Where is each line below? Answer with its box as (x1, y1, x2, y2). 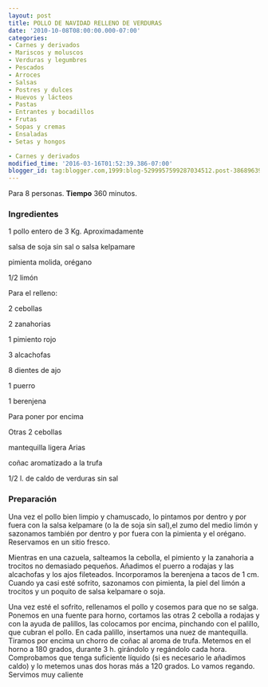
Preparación (8, 493, 57, 504)
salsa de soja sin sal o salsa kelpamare (8, 242, 136, 252)
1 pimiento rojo (8, 335, 57, 344)
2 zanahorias (8, 320, 51, 329)
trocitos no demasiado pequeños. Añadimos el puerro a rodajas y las (8, 561, 235, 571)
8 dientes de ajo (8, 366, 61, 375)
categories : (8, 33, 48, 42)
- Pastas (8, 100, 37, 108)
